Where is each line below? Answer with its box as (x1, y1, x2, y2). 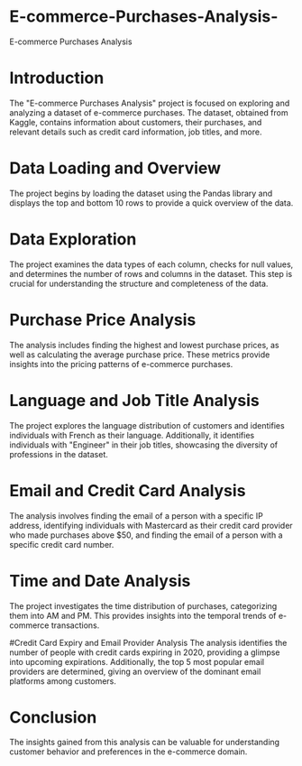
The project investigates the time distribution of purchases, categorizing (9, 600, 278, 611)
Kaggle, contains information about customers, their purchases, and (9, 116, 262, 127)
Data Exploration (9, 229, 137, 249)
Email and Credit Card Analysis (9, 480, 246, 501)
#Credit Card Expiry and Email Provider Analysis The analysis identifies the (9, 637, 288, 648)
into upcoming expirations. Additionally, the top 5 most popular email (9, 656, 264, 667)
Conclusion (9, 706, 97, 727)
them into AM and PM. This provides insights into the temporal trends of (9, 610, 277, 621)
